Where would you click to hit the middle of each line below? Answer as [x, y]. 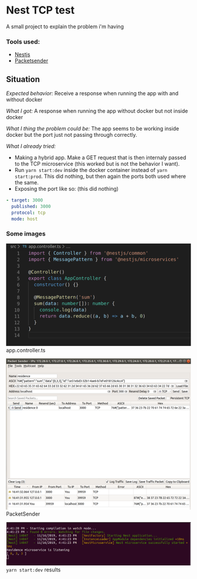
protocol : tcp [28, 213]
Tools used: [23, 42]
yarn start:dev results [33, 570]
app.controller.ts [26, 350]
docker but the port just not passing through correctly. [72, 135]
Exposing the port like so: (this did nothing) [67, 189]
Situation [23, 79]
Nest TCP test [40, 10]
